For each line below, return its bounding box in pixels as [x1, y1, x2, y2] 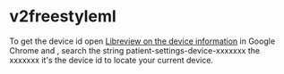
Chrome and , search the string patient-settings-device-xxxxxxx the [9, 45, 261, 55]
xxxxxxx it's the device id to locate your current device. [9, 54, 213, 65]
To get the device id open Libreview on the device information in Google [9, 36, 276, 46]
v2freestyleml [9, 6, 116, 27]
